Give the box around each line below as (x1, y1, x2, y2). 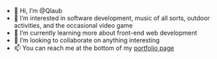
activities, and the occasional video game (13, 22, 134, 29)
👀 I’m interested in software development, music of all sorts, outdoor (13, 14, 210, 22)
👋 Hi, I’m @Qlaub (13, 7, 63, 15)
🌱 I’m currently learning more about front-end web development (13, 28, 198, 37)
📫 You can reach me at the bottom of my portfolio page (13, 44, 175, 52)
